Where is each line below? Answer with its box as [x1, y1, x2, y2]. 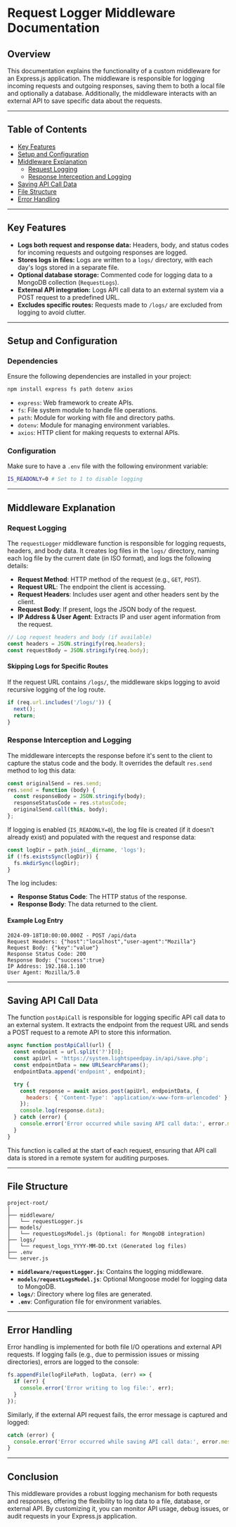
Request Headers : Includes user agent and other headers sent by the [17, 590, 219, 599]
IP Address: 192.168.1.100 [7, 962, 86, 970]
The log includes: [7, 879, 58, 888]
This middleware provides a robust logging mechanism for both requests [7, 1490, 218, 1498]
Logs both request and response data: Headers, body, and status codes [17, 240, 229, 249]
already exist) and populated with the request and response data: [7, 833, 197, 841]
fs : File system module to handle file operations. [17, 406, 158, 415]
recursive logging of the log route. [7, 685, 106, 694]
